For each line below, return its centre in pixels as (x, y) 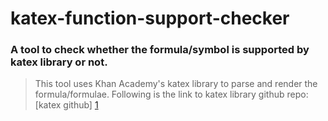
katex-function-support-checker (150, 18)
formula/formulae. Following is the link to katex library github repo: (171, 94)
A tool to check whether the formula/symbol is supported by (160, 50)
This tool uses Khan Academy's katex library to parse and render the (176, 84)
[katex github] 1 (66, 105)
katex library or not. (59, 62)
